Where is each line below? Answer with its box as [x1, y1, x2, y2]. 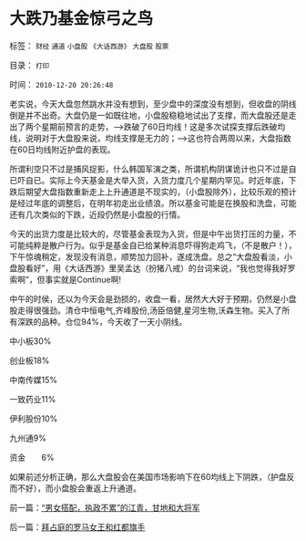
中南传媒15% [9, 374, 57, 385]
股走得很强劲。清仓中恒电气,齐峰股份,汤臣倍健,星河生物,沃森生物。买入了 [9, 305, 282, 316]
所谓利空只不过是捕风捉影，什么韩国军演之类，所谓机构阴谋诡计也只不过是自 [9, 163, 297, 174]
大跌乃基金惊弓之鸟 [9, 8, 154, 29]
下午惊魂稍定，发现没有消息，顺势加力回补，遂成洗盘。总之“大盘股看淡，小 [9, 251, 293, 262]
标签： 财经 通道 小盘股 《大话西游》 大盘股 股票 [9, 40, 169, 51]
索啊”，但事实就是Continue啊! [9, 274, 121, 285]
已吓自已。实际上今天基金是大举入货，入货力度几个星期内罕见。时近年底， [9, 174, 289, 185]
